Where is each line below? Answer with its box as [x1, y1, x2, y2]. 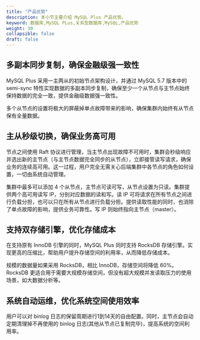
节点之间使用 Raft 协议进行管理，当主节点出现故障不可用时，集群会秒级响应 [6, 148, 191, 155]
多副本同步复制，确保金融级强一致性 [6, 60, 139, 70]
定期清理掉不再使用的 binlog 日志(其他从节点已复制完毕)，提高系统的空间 [6, 320, 185, 327]
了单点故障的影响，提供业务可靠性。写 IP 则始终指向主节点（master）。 [6, 205, 180, 212]
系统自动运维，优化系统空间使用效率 [6, 296, 139, 306]
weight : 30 [6, 25, 33, 32]
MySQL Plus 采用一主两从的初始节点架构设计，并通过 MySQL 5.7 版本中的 [6, 77, 187, 84]
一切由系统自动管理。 [16, 171, 69, 178]
